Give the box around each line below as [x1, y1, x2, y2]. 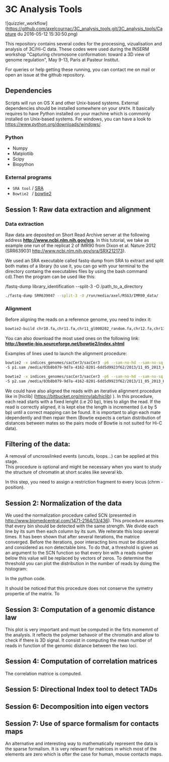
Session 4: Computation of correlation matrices [5, 657, 157, 666]
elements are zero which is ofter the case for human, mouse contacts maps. [5, 751, 163, 757]
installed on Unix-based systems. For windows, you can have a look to [5, 116, 151, 122]
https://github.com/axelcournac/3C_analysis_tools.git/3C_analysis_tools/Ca [7, 25, 163, 31]
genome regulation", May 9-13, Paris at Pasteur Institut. [5, 56, 120, 62]
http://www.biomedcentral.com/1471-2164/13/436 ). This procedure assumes [5, 518, 164, 524]
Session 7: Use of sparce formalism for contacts [5, 719, 159, 728]
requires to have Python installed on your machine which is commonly [5, 110, 151, 116]
